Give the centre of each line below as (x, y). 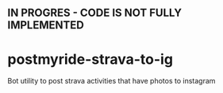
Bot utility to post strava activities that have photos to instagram (111, 81)
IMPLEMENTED (46, 26)
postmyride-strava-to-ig (90, 59)
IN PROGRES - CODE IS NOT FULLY (94, 13)
